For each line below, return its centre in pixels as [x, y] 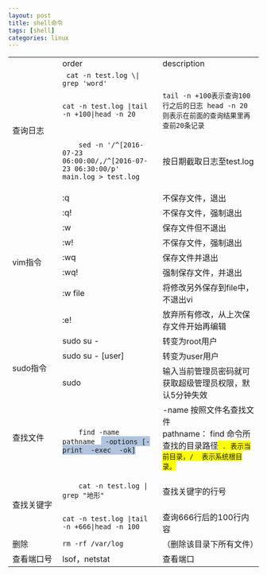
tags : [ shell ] [32, 30]
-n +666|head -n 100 [101, 527]
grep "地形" [83, 495]
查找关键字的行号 [194, 491]
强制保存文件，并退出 [202, 273]
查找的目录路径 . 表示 [203, 446]
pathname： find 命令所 [207, 434]
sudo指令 [30, 368]
